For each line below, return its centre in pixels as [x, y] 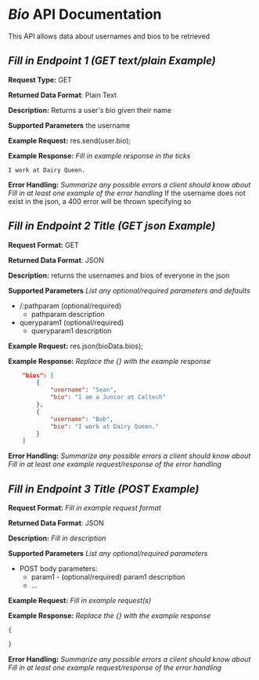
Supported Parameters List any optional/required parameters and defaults [129, 290]
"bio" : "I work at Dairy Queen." [104, 426]
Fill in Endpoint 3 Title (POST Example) [104, 489]
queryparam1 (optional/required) [72, 322]
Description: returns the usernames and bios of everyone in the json [119, 275]
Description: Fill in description [57, 538]
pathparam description [68, 314]
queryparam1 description [71, 330]
